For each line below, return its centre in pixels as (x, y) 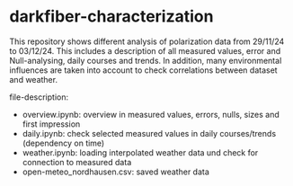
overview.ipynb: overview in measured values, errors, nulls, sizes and (151, 114)
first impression (51, 124)
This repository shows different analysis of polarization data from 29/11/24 (147, 41)
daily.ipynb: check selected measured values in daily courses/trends (149, 133)
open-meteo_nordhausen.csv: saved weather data (115, 172)
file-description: (39, 97)
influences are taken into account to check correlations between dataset (143, 70)
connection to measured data (77, 162)
